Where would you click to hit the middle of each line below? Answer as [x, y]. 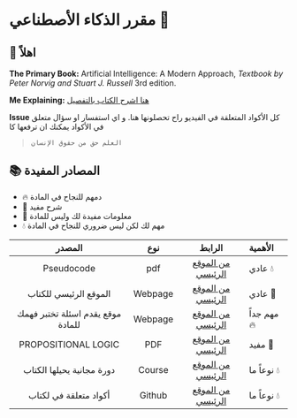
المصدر [69, 247]
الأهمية [261, 247]
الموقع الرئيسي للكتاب [69, 293]
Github [153, 395]
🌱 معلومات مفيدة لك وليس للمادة [77, 216]
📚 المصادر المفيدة [54, 171]
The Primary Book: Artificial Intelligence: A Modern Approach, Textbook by [146, 73]
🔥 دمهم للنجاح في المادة [62, 196]
